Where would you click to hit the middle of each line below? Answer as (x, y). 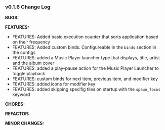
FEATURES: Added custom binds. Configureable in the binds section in (84, 47)
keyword (21, 94)
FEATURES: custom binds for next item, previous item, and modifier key (85, 79)
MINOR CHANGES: (25, 123)
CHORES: (15, 104)
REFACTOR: (17, 114)
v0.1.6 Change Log (28, 7)
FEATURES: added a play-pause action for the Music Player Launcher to (85, 68)
